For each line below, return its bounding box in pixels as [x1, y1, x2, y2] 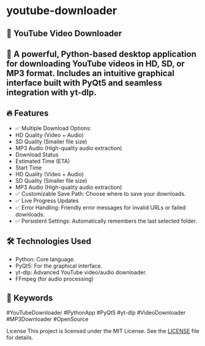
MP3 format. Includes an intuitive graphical [6, 68, 174, 79]
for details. [6, 334, 34, 341]
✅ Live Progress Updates [15, 197, 79, 204]
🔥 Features [6, 108, 49, 118]
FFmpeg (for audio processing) [15, 275, 94, 282]
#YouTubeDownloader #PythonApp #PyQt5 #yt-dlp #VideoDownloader [6, 309, 186, 317]
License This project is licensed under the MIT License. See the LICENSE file [6, 328, 199, 335]
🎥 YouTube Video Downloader [6, 28, 122, 39]
